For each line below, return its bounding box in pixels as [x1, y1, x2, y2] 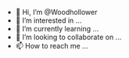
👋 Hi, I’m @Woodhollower [15, 8, 98, 16]
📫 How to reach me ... [15, 42, 88, 50]
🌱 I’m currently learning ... [15, 24, 99, 33]
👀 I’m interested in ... [15, 16, 82, 25]
